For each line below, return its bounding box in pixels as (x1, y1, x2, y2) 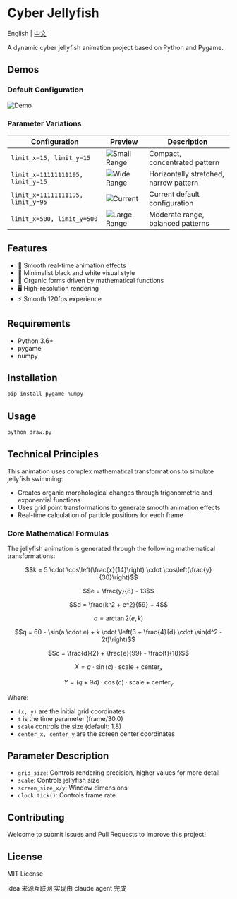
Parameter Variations (7, 119, 82, 128)
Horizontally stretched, (149, 169, 224, 179)
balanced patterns (149, 218, 209, 228)
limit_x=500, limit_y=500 (11, 215, 98, 223)
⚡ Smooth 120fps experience (17, 294, 102, 303)
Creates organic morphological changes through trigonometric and (17, 488, 213, 497)
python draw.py (7, 429, 52, 436)
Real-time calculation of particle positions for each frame (17, 510, 183, 519)
